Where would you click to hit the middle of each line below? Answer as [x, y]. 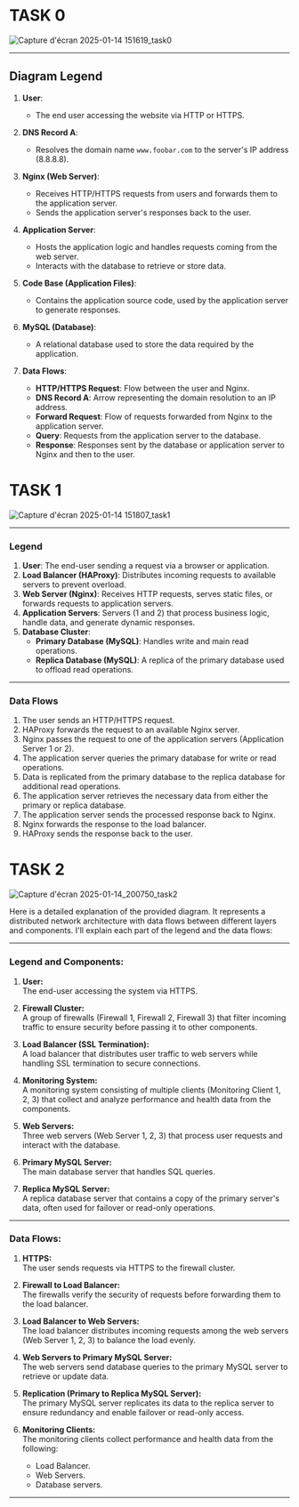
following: [40, 1448]
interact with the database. [71, 1145]
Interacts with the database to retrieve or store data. [131, 266]
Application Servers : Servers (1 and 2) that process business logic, [145, 612]
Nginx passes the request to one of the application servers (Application [153, 739]
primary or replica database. [74, 805]
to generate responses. [78, 310]
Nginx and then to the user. [85, 454]
